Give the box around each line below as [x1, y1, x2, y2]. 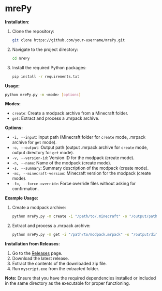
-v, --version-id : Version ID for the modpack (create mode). [12, 155, 134, 161]
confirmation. [12, 186, 39, 192]
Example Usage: [5, 195, 39, 201]
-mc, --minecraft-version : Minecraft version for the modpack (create [12, 170, 151, 176]
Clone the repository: [12, 28, 55, 34]
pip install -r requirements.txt [12, 74, 80, 79]
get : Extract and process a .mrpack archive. [12, 115, 100, 121]
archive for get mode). [12, 139, 57, 145]
